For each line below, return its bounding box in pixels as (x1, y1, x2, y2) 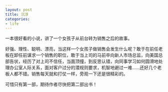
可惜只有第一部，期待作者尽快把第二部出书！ (5, 82, 97, 88)
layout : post (5, 7, 32, 12)
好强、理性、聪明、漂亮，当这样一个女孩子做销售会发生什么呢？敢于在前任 (5, 46, 158, 52)
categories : (5, 16, 30, 21)
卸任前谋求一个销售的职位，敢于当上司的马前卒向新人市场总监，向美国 (13, 52, 158, 58)
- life (5, 21, 19, 26)
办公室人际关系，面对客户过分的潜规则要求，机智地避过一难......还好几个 (9, 65, 157, 71)
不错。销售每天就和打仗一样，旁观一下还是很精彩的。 (18, 71, 128, 77)
